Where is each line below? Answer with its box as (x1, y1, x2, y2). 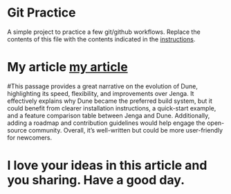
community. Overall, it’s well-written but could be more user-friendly (28, 126, 223, 134)
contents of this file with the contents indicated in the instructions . (7, 35, 196, 43)
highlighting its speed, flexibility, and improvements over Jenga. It (7, 89, 194, 97)
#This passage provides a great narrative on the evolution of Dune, (7, 81, 198, 90)
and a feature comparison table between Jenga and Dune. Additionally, (7, 111, 210, 119)
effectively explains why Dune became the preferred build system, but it (7, 97, 213, 105)
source (7, 126, 28, 134)
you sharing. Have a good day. (7, 173, 185, 188)
